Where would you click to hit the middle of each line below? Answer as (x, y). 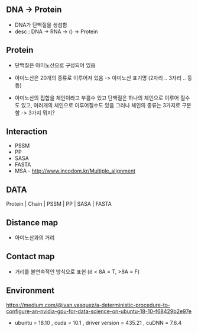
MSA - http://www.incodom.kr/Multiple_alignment (75, 171)
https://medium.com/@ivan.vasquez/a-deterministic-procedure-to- (88, 305)
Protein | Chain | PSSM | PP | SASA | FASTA (59, 204)
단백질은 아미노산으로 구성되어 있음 (55, 65)
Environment (30, 291)
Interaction (27, 132)
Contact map (30, 256)
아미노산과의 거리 (35, 238)
